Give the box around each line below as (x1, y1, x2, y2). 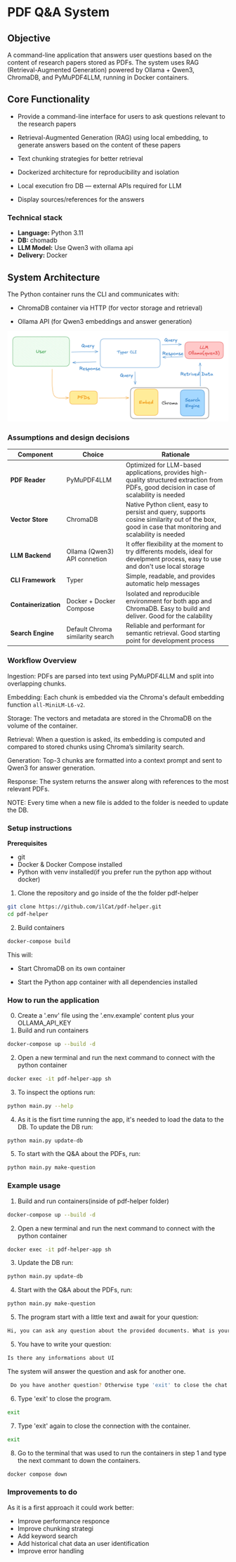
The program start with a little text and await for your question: (17, 1313, 199, 1321)
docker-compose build (7, 938, 71, 945)
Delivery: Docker (17, 251, 68, 260)
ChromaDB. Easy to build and (125, 604, 211, 612)
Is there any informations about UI (7, 1355, 114, 1362)
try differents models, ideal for (125, 547, 213, 556)
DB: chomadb (17, 236, 58, 244)
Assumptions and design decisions (7, 433, 130, 442)
